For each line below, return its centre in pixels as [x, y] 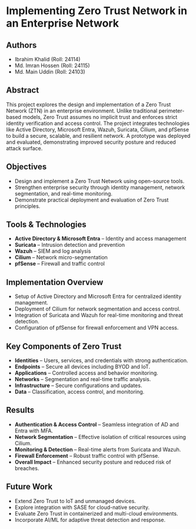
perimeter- [172, 111]
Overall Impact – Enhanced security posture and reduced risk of [93, 462]
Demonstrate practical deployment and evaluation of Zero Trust [92, 200]
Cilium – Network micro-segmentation [61, 257]
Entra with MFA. [34, 431]
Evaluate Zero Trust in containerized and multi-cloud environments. [96, 513]
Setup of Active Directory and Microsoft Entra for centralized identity [98, 296]
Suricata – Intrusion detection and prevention [70, 245]
